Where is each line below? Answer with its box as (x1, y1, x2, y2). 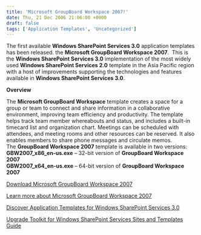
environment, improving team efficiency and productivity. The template (6, 111, 183, 118)
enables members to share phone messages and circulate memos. (6, 137, 173, 144)
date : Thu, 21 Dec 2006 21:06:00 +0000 (6, 15, 107, 21)
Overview (6, 86, 31, 94)
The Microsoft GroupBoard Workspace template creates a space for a (6, 98, 183, 105)
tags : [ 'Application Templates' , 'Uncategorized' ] (6, 25, 137, 32)
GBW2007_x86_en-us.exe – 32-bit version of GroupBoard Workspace (6, 150, 184, 157)
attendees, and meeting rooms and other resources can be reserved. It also (6, 130, 195, 137)
